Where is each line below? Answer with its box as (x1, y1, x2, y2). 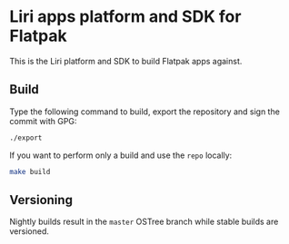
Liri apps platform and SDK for (9, 6, 242, 27)
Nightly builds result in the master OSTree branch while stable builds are (9, 216, 279, 228)
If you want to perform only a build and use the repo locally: (9, 150, 233, 161)
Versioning (9, 192, 73, 208)
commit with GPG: (9, 115, 77, 126)
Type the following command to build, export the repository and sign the (9, 106, 280, 117)
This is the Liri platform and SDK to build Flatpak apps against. (9, 55, 243, 66)
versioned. (9, 226, 50, 237)
